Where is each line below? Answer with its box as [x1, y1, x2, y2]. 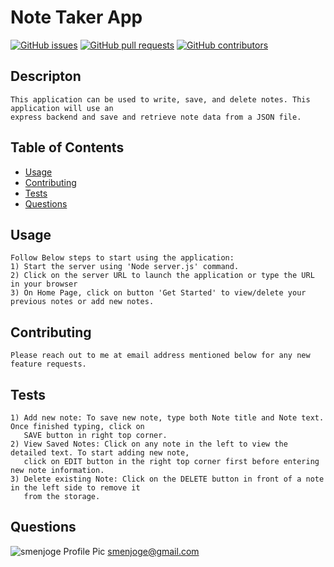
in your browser [10, 279, 78, 290]
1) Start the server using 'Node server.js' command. [10, 262, 240, 272]
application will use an [10, 103, 114, 113]
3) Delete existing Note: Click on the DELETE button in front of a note [10, 474, 325, 484]
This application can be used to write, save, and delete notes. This [10, 94, 311, 105]
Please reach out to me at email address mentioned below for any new [10, 351, 311, 361]
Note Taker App [10, 6, 143, 29]
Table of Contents [10, 139, 125, 156]
